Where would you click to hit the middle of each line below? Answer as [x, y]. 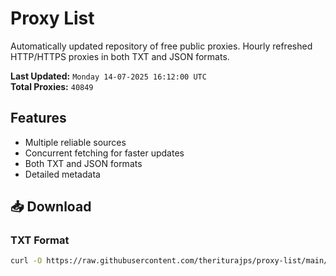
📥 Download [51, 207]
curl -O [26, 261]
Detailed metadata [62, 174]
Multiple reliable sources [75, 142]
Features [38, 118]
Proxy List [52, 18]
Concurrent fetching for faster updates [104, 153]
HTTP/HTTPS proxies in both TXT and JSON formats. [120, 56]
